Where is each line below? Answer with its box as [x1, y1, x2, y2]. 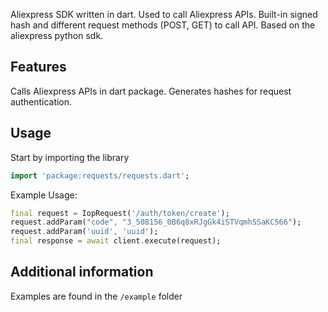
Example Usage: [10, 189, 78, 201]
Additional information [10, 264, 154, 281]
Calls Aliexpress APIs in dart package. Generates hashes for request [10, 85, 292, 97]
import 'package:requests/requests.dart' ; [10, 170, 190, 181]
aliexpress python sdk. [10, 30, 104, 41]
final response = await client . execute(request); [10, 236, 222, 246]
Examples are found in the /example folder [10, 290, 183, 302]
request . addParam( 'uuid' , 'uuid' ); [10, 227, 159, 237]
